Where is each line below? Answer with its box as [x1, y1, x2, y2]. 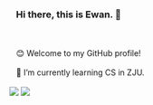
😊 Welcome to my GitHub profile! [15, 48, 142, 59]
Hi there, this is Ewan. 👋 [15, 8, 122, 21]
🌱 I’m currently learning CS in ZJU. [15, 67, 145, 78]
